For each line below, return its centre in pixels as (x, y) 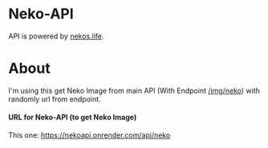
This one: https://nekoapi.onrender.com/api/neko (89, 135)
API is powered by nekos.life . (56, 36)
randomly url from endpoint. (55, 99)
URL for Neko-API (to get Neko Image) (73, 118)
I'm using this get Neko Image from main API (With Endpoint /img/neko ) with (134, 90)
